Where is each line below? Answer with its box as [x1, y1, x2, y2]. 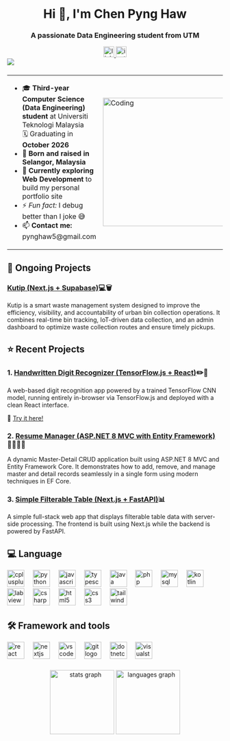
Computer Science [22, 95, 85, 104]
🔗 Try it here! [7, 414, 44, 422]
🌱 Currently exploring [22, 166, 94, 175]
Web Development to [22, 175, 92, 184]
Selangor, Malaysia [22, 158, 86, 167]
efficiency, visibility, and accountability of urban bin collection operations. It [7, 308, 220, 317]
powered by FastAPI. [7, 527, 66, 536]
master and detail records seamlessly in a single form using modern [7, 470, 199, 478]
